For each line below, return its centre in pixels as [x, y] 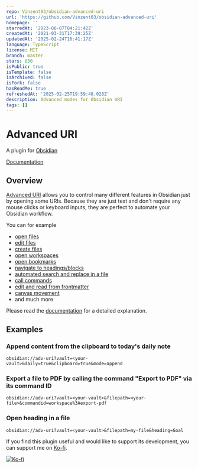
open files [27, 236]
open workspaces [37, 255]
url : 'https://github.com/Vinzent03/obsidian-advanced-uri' [82, 17]
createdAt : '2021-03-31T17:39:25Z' [50, 34]
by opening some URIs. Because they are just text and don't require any [94, 201]
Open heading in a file [38, 418]
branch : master [25, 56]
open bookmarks [35, 262]
